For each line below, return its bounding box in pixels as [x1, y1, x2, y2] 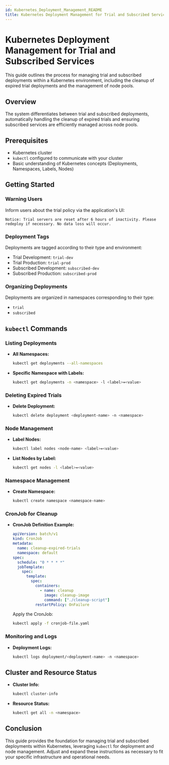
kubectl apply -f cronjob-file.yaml [12, 621, 90, 626]
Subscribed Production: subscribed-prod [12, 271, 97, 277]
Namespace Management [5, 477, 70, 484]
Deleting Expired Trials [5, 391, 62, 398]
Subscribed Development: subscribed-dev [12, 265, 100, 271]
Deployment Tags [5, 233, 49, 240]
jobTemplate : [17, 564, 45, 569]
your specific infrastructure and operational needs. [5, 754, 111, 760]
